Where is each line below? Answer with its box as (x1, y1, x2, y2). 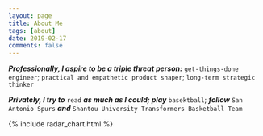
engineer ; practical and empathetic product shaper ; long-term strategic (8, 72, 256, 82)
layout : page (8, 11, 52, 20)
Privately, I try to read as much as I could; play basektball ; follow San (8, 95, 244, 105)
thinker (8, 81, 35, 89)
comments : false (8, 42, 63, 50)
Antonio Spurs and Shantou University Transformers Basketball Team (8, 104, 243, 113)
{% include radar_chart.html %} (8, 119, 114, 129)
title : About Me (8, 19, 63, 27)
